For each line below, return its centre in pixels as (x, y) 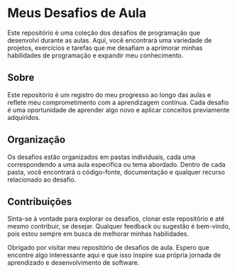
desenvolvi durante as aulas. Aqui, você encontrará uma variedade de (110, 40)
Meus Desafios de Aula (77, 13)
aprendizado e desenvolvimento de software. (73, 263)
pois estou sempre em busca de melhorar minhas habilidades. (98, 234)
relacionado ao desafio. (42, 180)
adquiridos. (24, 117)
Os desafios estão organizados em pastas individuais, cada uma (101, 157)
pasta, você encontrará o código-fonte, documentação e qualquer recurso (116, 172)
